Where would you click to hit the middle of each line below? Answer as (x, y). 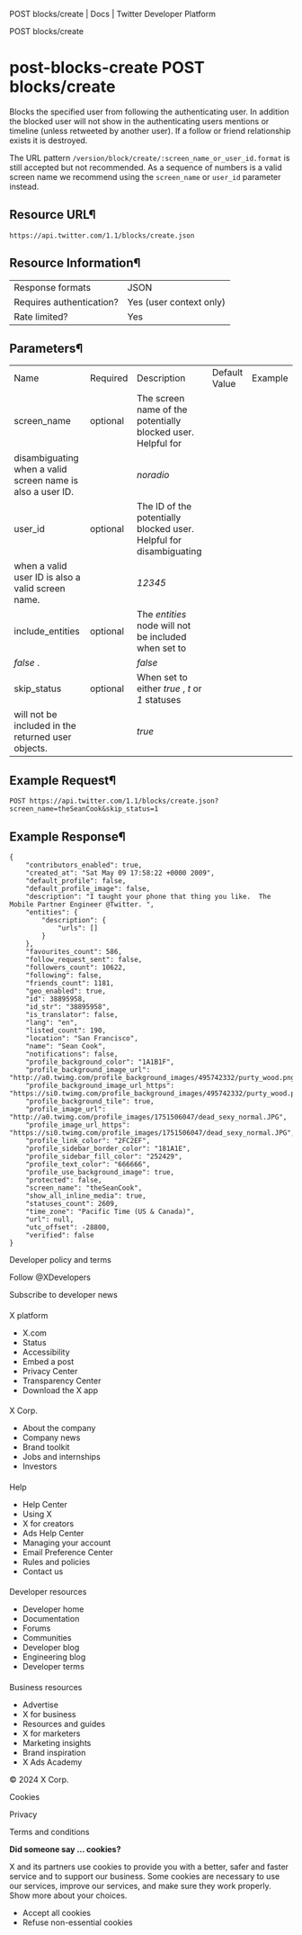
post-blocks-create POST (107, 68)
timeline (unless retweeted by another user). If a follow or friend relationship (150, 130)
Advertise (40, 1705)
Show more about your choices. (68, 1895)
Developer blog (51, 1648)
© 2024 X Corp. (39, 1779)
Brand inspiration (54, 1752)
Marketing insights (57, 1742)
